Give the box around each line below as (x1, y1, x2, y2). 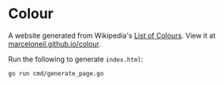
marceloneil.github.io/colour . (8, 39, 101, 48)
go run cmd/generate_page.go (8, 69, 104, 77)
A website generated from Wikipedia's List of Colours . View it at (8, 31, 216, 40)
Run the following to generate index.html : (8, 54, 144, 64)
